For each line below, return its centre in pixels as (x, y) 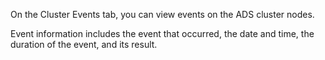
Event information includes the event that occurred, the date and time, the (162, 33)
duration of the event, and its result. (84, 44)
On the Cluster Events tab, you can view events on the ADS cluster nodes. (162, 14)
